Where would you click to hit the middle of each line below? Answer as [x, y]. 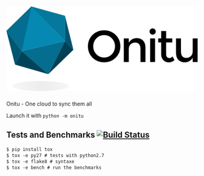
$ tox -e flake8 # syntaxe [40, 162]
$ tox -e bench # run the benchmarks [54, 168]
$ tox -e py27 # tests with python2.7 [55, 156]
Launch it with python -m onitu [45, 116]
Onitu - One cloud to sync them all [49, 104]
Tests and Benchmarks [51, 134]
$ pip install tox [29, 150]
